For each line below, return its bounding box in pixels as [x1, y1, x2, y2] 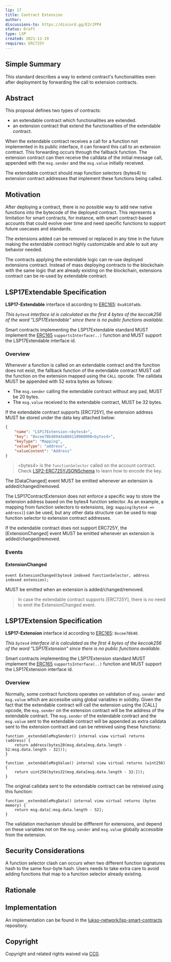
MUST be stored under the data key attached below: [5, 415, 116, 421]
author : [5, 17, 22, 22]
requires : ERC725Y [5, 41, 44, 46]
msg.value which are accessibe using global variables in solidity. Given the [5, 696, 162, 702]
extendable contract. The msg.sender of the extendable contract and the [5, 713, 157, 719]
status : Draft [5, 27, 36, 32]
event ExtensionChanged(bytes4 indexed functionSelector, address [5, 573, 150, 578]
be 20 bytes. [12, 394, 40, 400]
